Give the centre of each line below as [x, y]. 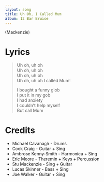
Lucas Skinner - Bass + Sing [40, 169]
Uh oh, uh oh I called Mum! [44, 81]
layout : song [18, 9]
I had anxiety [30, 100]
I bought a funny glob [38, 90]
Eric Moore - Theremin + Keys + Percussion [56, 159]
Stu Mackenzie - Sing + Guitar [42, 164]
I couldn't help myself [38, 106]
